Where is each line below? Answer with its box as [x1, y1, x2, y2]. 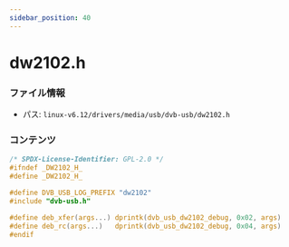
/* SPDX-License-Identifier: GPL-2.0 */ [9, 155, 165, 164]
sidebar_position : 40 [9, 13, 92, 23]
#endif [9, 230, 34, 239]
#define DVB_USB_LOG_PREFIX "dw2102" [9, 188, 152, 198]
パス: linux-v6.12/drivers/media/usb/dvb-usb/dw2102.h [22, 109, 231, 120]
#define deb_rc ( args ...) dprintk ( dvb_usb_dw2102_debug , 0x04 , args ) [9, 222, 282, 231]
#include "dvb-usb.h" [9, 196, 92, 205]
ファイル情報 [9, 86, 66, 99]
